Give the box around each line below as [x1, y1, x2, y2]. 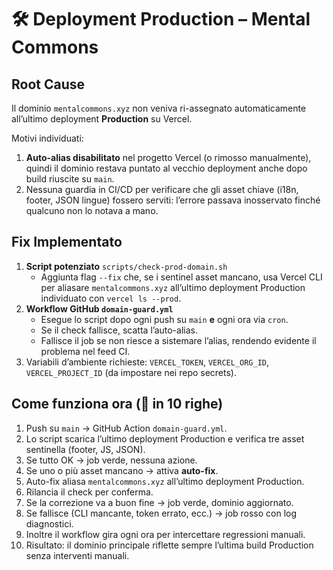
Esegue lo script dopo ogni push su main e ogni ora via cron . [40, 313, 289, 325]
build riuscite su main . [25, 173, 115, 185]
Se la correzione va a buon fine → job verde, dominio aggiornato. [25, 496, 294, 508]
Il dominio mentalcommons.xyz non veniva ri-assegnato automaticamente [11, 102, 307, 114]
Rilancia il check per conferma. [25, 486, 154, 498]
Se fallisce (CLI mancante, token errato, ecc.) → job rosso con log [25, 507, 298, 519]
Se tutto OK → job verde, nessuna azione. [25, 454, 198, 466]
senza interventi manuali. [25, 549, 130, 561]
